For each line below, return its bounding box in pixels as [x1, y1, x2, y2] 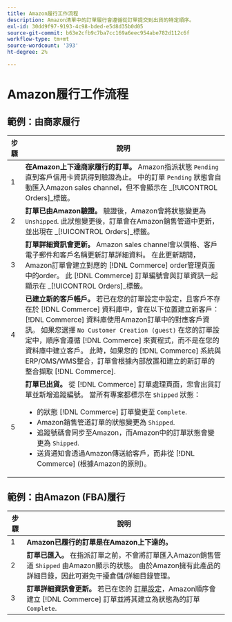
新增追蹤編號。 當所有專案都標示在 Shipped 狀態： [39, 389, 201, 399]
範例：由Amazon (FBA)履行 [7, 492, 126, 503]
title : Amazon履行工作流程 [7, 10, 79, 17]
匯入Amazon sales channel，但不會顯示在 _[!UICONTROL [32, 182, 218, 192]
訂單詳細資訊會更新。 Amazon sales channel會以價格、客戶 [25, 240, 218, 249]
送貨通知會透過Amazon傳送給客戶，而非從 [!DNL [37, 448, 195, 458]
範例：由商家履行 [7, 116, 80, 128]
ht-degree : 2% [7, 49, 48, 56]
